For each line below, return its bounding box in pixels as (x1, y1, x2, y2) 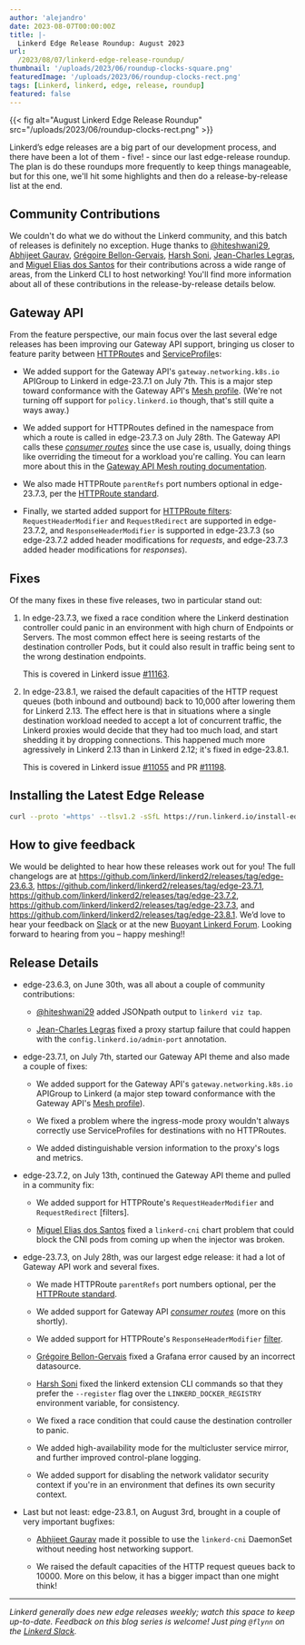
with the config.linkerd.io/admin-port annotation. (35, 1034, 227, 1045)
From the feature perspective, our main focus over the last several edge (9, 329, 278, 341)
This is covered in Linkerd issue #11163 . (22, 669, 170, 679)
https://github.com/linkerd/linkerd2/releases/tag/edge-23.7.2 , (9, 890, 239, 901)
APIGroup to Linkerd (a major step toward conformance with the (35, 1088, 276, 1099)
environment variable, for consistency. (35, 1398, 180, 1409)
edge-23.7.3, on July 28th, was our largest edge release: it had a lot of (22, 1252, 286, 1263)
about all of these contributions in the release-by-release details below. (9, 279, 276, 290)
